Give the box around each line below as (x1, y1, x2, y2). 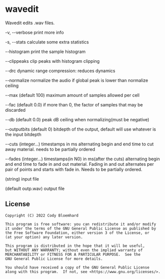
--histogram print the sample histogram (5, 48, 86, 54)
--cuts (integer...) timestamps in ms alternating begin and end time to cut (5, 141, 154, 147)
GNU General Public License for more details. (5, 256, 103, 261)
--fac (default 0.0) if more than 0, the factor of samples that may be (5, 101, 143, 107)
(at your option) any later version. (5, 234, 83, 239)
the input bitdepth (5, 131, 42, 137)
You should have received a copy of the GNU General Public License (5, 265, 150, 270)
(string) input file (5, 176, 39, 182)
